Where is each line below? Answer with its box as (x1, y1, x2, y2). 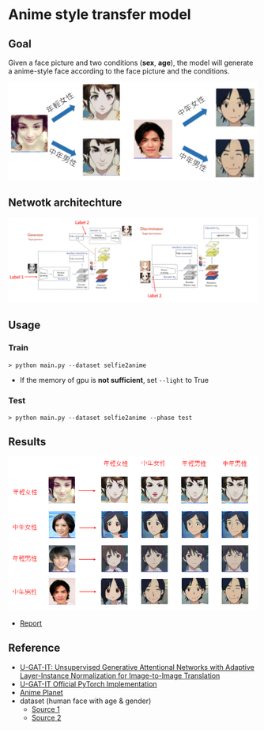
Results (8, 435, 47, 448)
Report (19, 618, 42, 628)
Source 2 (31, 713, 62, 722)
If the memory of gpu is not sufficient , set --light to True (19, 375, 209, 384)
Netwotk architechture (8, 196, 123, 210)
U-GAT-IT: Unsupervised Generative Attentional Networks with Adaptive (19, 662, 255, 671)
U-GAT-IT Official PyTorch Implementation (19, 679, 157, 689)
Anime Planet (19, 687, 63, 697)
